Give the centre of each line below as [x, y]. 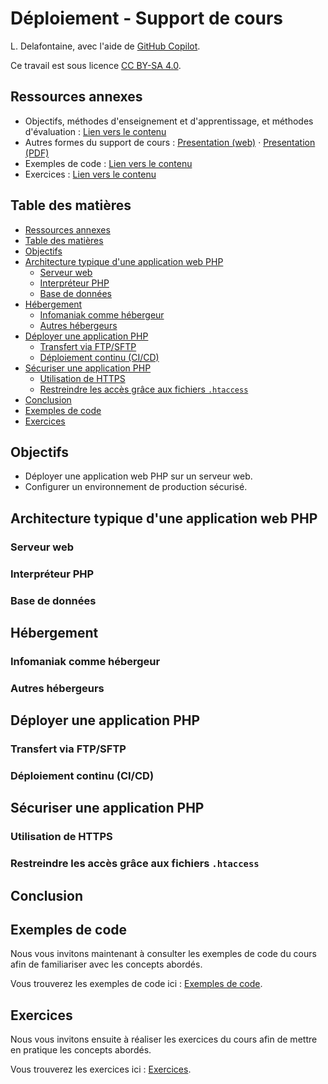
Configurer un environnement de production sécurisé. [136, 487]
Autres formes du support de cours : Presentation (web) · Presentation [170, 142]
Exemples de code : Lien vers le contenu [108, 163]
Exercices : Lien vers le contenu [90, 174]
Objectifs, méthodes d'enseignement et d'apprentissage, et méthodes [169, 121]
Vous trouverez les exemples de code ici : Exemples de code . [136, 984]
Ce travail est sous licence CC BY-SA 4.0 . [96, 65]
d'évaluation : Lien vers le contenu [95, 131]
